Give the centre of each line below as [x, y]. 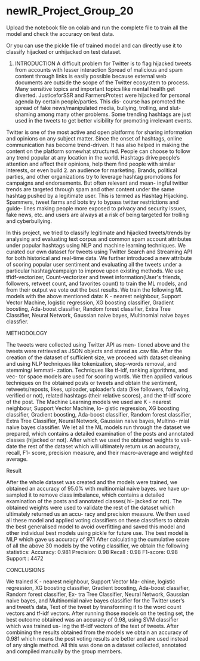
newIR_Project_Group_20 [70, 11]
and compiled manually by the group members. [64, 651]
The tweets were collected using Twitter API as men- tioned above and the [98, 344]
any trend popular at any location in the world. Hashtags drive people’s [93, 157]
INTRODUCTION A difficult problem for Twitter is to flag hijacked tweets [103, 63]
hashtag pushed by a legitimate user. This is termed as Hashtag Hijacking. [97, 195]
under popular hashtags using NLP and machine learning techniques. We [96, 245]
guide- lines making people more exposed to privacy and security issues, [96, 208]
